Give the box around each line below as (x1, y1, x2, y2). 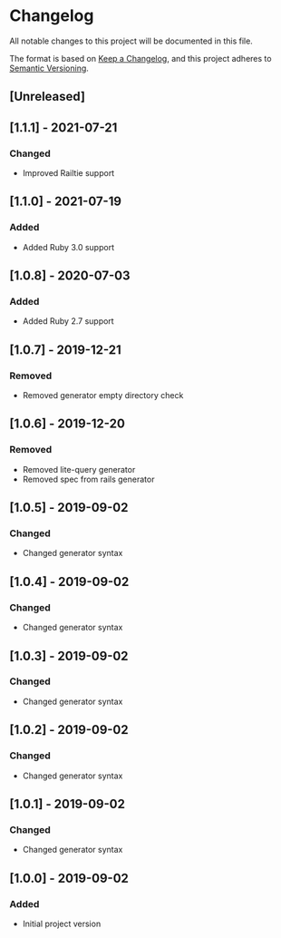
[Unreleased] (9, 89, 86, 104)
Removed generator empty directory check (22, 390, 184, 401)
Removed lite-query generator (22, 464, 136, 474)
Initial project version (22, 918, 102, 929)
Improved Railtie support (22, 168, 115, 179)
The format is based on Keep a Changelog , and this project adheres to (9, 53, 272, 64)
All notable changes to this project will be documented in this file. (9, 35, 254, 46)
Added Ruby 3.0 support (22, 241, 115, 252)
